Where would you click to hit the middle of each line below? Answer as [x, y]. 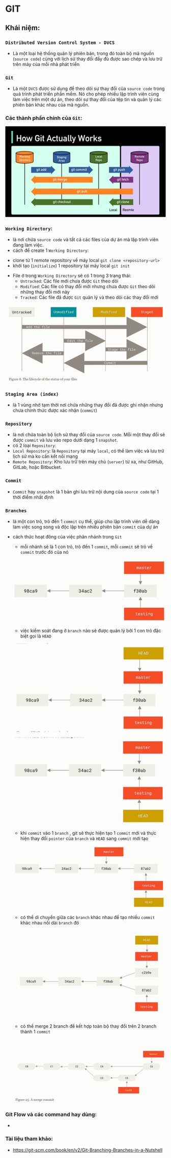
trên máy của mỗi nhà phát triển [46, 64]
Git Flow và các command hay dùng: [51, 1115]
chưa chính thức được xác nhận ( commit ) [55, 410]
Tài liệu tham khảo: [29, 1139]
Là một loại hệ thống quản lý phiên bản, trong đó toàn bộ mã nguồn [83, 53]
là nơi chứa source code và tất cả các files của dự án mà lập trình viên [85, 240]
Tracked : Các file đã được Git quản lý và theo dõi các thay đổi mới [89, 297]
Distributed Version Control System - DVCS [60, 42]
